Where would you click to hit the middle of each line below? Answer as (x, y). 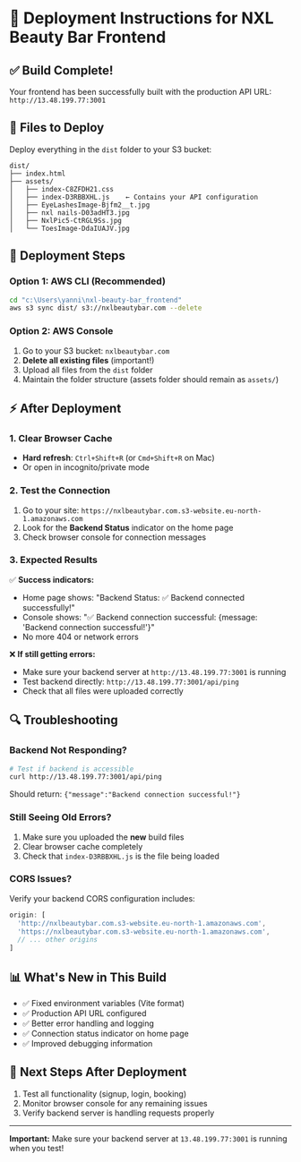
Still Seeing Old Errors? (60, 817)
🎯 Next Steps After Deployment (98, 1072)
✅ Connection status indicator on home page (106, 1034)
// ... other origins (58, 940)
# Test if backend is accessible (72, 769)
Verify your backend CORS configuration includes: (102, 898)
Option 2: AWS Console (61, 331)
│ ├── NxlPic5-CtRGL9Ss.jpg (66, 220)
